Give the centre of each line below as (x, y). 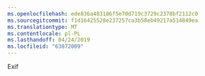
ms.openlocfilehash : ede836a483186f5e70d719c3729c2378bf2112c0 (103, 14)
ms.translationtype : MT (43, 27)
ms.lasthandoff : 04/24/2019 (49, 40)
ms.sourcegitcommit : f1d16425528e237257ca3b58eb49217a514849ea (103, 20)
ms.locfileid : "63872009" (45, 46)
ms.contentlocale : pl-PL (44, 33)
